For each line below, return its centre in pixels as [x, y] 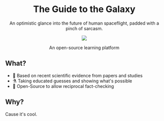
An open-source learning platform [84, 47]
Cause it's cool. [21, 114]
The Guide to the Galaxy [84, 9]
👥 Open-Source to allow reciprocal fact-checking [63, 86]
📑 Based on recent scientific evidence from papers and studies [77, 75]
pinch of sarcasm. [84, 28]
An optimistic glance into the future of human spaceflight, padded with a [84, 23]
